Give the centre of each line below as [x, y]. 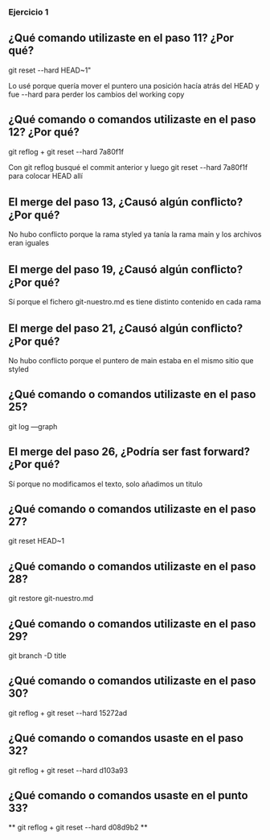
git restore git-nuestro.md [51, 598]
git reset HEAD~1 [37, 541]
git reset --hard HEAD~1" [50, 70]
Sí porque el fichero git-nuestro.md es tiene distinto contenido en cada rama [135, 302]
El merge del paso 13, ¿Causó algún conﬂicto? [126, 202]
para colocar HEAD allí [45, 176]
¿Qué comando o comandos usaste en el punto [128, 796]
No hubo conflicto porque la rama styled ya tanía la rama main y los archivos [135, 234]
